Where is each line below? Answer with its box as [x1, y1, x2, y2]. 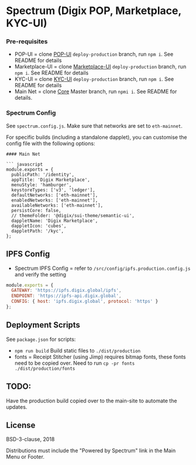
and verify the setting [14, 271, 66, 278]
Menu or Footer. [6, 453, 45, 460]
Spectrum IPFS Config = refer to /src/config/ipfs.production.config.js [14, 265, 191, 272]
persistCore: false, [11, 207, 61, 213]
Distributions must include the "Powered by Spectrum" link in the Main [6, 447, 176, 454]
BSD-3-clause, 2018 [6, 436, 55, 443]
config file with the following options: [6, 139, 95, 147]
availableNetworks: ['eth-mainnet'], [11, 202, 104, 208]
